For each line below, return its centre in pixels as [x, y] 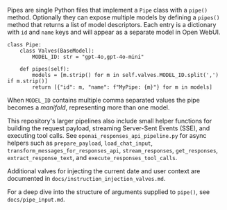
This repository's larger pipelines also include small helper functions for [110, 121]
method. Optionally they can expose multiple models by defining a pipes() [113, 17]
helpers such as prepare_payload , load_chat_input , [80, 143]
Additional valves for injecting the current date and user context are [104, 171]
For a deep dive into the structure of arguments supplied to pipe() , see [109, 192]
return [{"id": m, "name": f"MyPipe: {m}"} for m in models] [123, 87]
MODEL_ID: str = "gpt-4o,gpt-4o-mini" [88, 57]
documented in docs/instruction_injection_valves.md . [86, 178]
